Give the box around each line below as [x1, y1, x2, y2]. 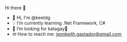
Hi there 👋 [5, 5, 26, 11]
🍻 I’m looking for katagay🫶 [12, 26, 68, 31]
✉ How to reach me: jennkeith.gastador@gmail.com [12, 31, 122, 37]
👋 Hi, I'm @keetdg [12, 15, 51, 20]
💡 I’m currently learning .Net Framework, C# [12, 20, 105, 26]
